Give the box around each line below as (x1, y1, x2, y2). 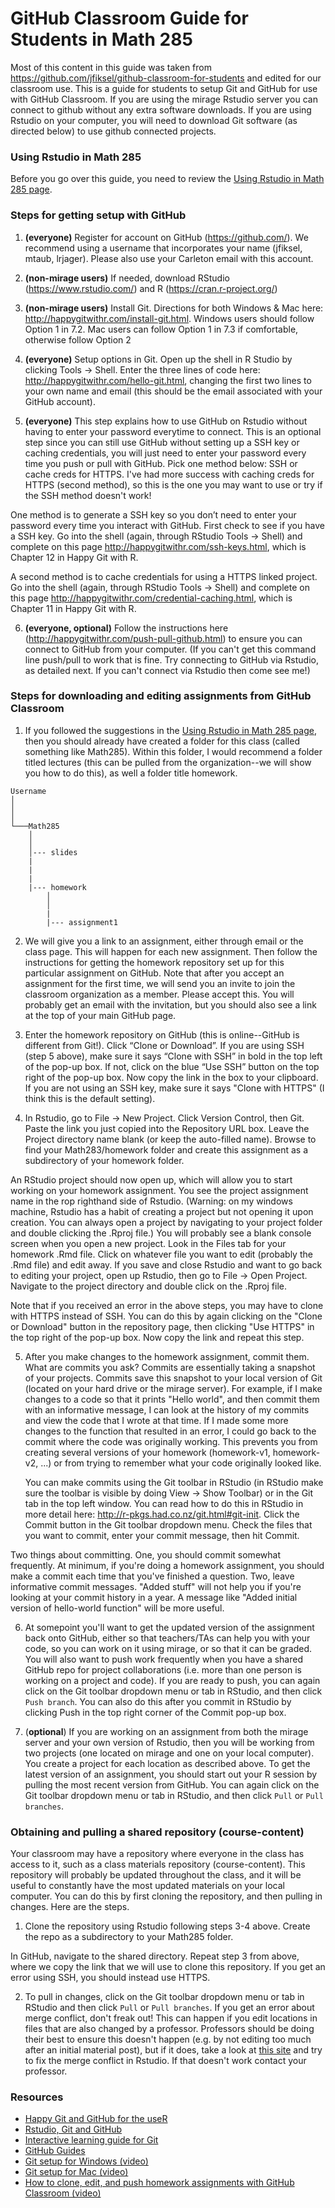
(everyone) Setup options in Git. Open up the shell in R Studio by (24, 353, 293, 365)
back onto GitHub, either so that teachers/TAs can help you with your (24, 1632, 311, 1644)
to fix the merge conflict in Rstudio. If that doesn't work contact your (24, 2055, 307, 2067)
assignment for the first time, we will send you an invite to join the (24, 977, 296, 989)
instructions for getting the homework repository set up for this (24, 956, 285, 968)
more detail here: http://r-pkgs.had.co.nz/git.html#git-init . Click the (24, 1508, 300, 1520)
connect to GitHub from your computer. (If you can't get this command (24, 643, 317, 655)
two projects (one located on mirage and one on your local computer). (24, 1747, 315, 1759)
